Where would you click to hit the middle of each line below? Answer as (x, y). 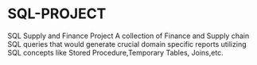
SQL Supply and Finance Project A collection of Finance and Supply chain (128, 36)
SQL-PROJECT (57, 14)
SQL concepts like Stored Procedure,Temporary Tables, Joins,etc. (115, 52)
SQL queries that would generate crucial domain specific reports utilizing (127, 44)
